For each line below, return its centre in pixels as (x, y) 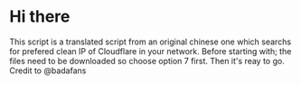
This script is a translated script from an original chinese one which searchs (150, 42)
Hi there (40, 17)
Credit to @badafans (48, 71)
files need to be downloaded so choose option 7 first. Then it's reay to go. (147, 61)
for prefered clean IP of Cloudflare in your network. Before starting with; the (150, 51)
